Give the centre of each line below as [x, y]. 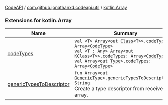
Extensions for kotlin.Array [39, 20]
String [82, 83]
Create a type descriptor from [109, 89]
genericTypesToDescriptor [39, 84]
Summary [126, 33]
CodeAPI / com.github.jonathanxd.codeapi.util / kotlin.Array [66, 7]
